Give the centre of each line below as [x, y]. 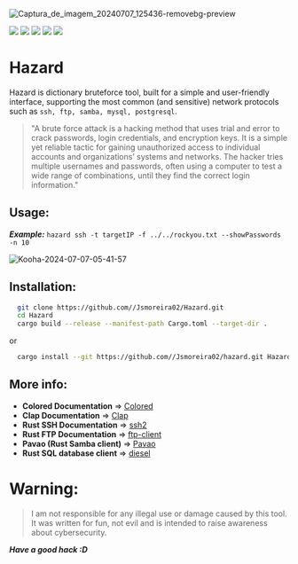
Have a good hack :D [49, 549]
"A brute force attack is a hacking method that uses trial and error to [155, 128]
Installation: [43, 287]
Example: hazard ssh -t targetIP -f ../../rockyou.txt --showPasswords [145, 234]
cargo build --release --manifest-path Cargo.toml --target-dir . [142, 324]
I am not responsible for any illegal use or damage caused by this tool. [159, 513]
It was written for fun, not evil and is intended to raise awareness [149, 522]
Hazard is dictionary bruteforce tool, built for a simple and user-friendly [140, 92]
